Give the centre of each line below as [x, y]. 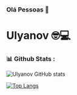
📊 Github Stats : [31, 59]
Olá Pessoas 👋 [28, 10]
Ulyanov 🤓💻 [38, 36]
